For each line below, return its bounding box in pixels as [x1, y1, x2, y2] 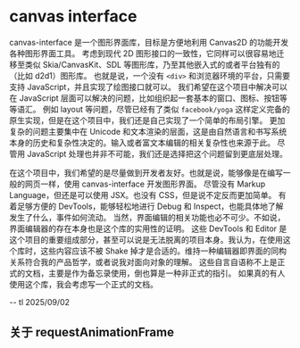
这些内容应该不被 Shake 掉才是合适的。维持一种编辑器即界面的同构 [39, 245, 287, 256]
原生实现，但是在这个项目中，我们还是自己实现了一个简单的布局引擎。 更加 [9, 114, 286, 126]
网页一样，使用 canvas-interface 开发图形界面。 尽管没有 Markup [24, 178, 266, 189]
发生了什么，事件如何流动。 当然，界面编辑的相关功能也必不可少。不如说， [9, 211, 286, 222]
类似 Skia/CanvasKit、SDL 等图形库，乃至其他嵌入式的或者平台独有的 [24, 59, 280, 70]
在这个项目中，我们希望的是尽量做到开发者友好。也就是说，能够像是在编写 [9, 167, 283, 178]
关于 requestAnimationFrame [9, 325, 174, 340]
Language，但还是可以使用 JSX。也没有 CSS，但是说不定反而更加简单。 [9, 189, 277, 200]
